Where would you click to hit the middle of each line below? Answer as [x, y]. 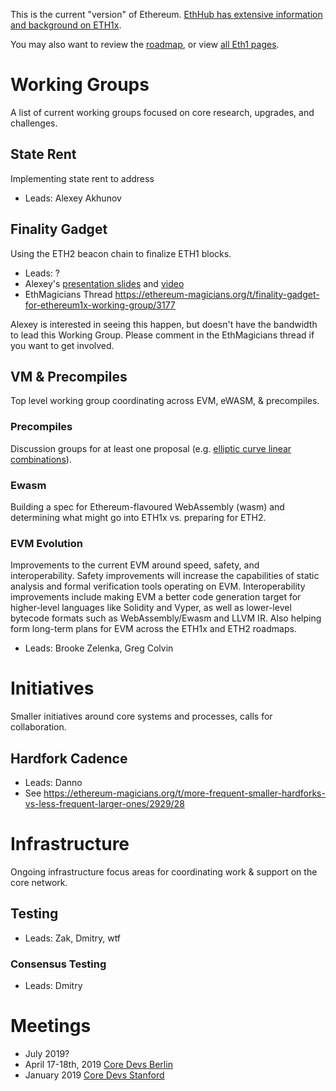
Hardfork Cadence [69, 758]
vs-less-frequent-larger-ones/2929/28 [104, 804]
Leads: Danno [53, 783]
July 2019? [47, 1053]
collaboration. [38, 727]
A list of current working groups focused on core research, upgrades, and [162, 112]
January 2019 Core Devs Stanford [94, 1075]
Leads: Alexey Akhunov [73, 198]
